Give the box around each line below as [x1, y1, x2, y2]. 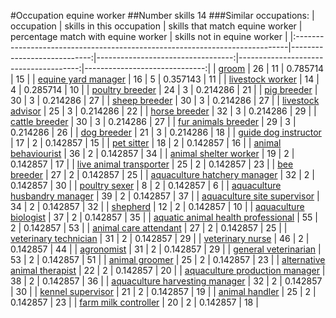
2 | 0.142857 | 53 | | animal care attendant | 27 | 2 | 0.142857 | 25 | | [10, 222, 288, 234]
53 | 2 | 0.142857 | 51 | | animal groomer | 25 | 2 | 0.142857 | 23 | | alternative [10, 254, 326, 265]
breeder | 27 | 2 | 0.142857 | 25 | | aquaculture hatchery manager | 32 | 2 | [10, 169, 315, 180]
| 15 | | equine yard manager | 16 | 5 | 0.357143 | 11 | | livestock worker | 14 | [10, 73, 320, 85]
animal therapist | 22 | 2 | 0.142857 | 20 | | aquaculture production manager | [10, 265, 326, 276]
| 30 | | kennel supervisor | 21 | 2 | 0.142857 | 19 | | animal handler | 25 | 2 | [10, 286, 317, 297]
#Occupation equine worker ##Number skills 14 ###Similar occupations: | [10, 10, 315, 21]
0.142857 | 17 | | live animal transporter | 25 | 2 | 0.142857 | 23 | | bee [10, 158, 294, 170]
